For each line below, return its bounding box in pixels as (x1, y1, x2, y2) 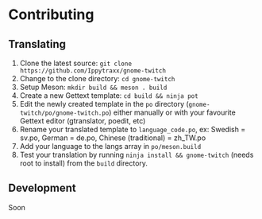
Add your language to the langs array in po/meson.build (19, 142, 202, 151)
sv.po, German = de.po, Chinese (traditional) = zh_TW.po (19, 133, 206, 143)
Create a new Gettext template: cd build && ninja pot (19, 91, 198, 100)
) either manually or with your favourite (108, 108, 236, 117)
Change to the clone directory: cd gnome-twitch (19, 74, 175, 83)
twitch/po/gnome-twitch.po (19, 109, 110, 117)
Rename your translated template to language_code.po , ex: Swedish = (19, 125, 246, 134)
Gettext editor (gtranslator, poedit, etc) (19, 116, 146, 125)
